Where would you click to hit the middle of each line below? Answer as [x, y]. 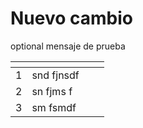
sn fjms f [52, 91]
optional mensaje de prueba [68, 46]
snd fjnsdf [55, 75]
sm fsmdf [54, 107]
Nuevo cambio [71, 18]
